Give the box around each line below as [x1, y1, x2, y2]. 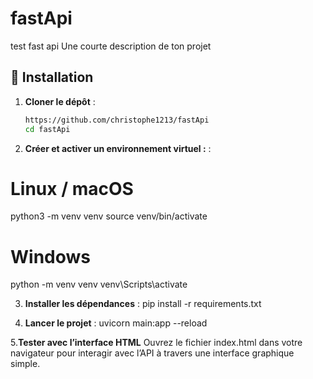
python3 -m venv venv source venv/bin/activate [10, 210, 208, 222]
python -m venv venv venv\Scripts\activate [10, 278, 188, 291]
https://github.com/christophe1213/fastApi [24, 115, 210, 125]
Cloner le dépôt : [24, 95, 96, 107]
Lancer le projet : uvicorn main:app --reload [24, 317, 208, 329]
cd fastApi [24, 124, 71, 134]
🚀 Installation [10, 69, 94, 86]
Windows [10, 245, 91, 268]
